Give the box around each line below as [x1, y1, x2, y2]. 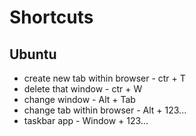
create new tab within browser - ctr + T [23, 72, 186, 84]
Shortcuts [9, 6, 94, 29]
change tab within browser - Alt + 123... [23, 104, 187, 116]
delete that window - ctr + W [23, 83, 143, 95]
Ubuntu [9, 46, 57, 63]
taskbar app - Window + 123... [23, 115, 149, 126]
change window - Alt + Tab [23, 94, 136, 105]
